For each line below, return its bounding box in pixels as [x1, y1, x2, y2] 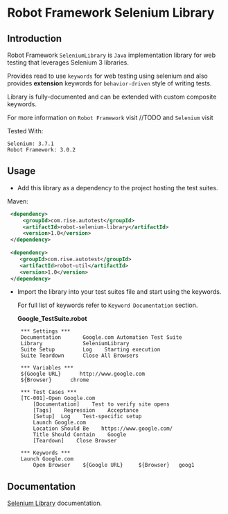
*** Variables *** [20, 365, 74, 372]
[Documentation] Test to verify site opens [33, 401, 170, 408]
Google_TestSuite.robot [17, 315, 88, 323]
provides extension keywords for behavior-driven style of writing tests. [7, 79, 212, 88]
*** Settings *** [20, 328, 71, 335]
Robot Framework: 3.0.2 [7, 147, 76, 154]
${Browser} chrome [20, 376, 89, 383]
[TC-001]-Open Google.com [20, 395, 96, 402]
